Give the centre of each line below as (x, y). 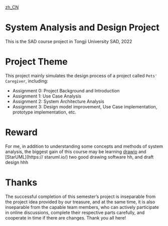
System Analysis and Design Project (82, 28)
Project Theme (36, 62)
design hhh (17, 162)
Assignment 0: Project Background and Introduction (66, 90)
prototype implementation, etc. (44, 112)
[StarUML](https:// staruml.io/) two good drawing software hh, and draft (79, 157)
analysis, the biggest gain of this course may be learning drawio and (76, 151)
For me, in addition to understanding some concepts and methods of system (84, 146)
